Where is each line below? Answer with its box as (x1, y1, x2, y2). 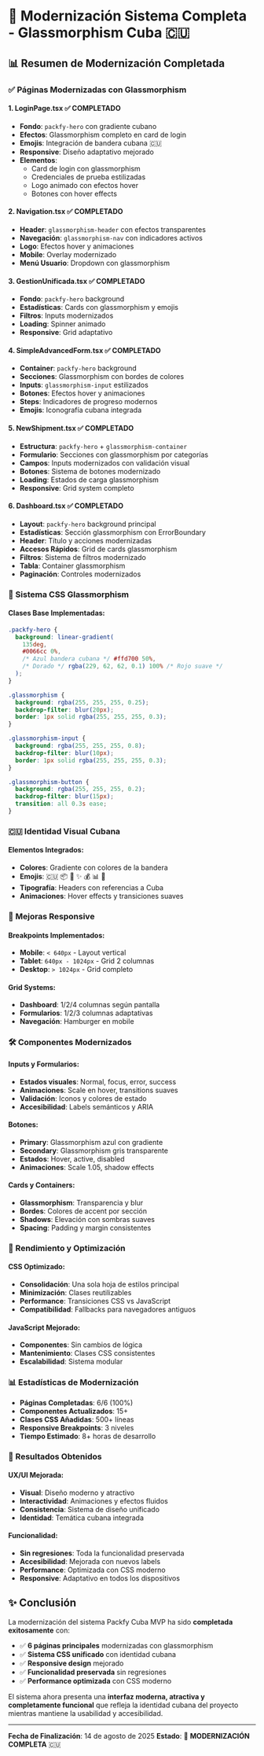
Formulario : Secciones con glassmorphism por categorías (19, 450, 209, 459)
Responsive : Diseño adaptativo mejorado (19, 147, 155, 156)
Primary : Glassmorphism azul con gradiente (19, 1137, 163, 1147)
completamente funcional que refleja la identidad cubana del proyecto (8, 1700, 239, 1710)
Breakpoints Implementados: (8, 930, 105, 940)
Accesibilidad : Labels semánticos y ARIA (19, 1102, 154, 1111)
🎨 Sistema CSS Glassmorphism (8, 589, 130, 600)
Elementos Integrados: (8, 845, 84, 855)
